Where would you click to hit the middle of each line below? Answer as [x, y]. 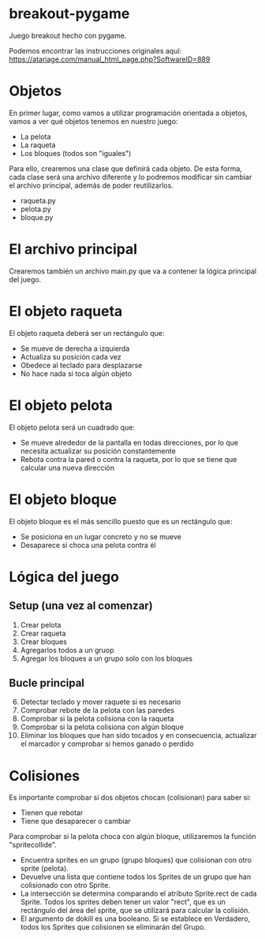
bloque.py [37, 217]
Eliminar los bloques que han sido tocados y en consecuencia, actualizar [138, 736]
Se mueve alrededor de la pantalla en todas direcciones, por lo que [129, 442]
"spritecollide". [33, 845]
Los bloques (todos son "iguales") [76, 153]
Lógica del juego [64, 577]
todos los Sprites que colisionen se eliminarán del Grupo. [113, 927]
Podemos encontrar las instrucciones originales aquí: [95, 50]
